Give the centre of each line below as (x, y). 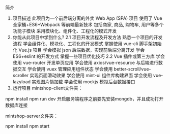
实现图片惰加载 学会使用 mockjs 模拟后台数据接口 (83, 82)
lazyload (22, 82)
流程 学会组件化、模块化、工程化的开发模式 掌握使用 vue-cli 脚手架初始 (87, 44)
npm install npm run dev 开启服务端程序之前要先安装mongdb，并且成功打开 (84, 99)
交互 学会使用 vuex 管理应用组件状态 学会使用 (65, 69)
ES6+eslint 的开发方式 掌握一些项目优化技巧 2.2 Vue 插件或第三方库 (84, 56)
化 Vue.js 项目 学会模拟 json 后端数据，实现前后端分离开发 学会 (79, 50)
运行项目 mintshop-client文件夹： (48, 88)
